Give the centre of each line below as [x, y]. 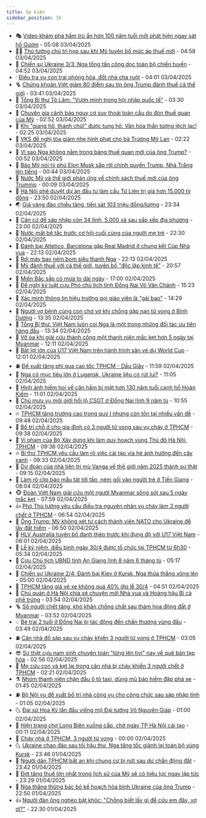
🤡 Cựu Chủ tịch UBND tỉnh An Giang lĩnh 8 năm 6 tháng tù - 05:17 [98, 560]
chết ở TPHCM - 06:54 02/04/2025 [60, 515]
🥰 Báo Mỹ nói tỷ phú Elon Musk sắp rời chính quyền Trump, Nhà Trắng [104, 165]
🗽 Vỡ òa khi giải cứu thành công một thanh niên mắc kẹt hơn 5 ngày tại [105, 337]
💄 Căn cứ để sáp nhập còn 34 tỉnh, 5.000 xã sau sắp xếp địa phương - [104, 220]
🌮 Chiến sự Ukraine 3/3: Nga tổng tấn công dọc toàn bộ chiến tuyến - [103, 64]
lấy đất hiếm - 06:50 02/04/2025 [57, 528]
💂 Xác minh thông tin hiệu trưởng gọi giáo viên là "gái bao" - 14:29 [99, 298]
